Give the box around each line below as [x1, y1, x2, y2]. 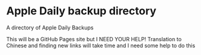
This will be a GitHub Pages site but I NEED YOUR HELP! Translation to [6, 35, 182, 42]
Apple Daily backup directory [6, 4, 157, 18]
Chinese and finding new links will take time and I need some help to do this [6, 42, 196, 49]
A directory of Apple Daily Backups [6, 24, 94, 31]
